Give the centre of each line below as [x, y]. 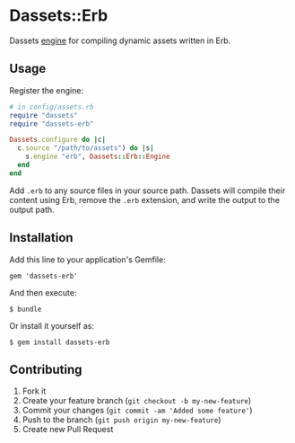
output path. [32, 209]
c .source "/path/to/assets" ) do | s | [86, 148]
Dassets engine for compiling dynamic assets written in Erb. [120, 40]
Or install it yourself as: [52, 325]
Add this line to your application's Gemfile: [87, 259]
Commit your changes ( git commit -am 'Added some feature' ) [137, 411]
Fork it [34, 391]
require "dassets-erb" [52, 124]
